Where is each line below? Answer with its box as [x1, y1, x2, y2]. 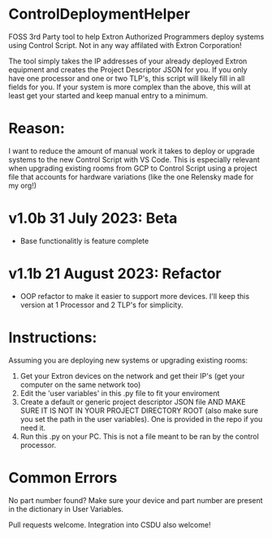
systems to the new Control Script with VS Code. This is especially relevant [8, 154, 260, 164]
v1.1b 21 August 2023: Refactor [8, 265, 222, 283]
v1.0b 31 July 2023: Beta [8, 209, 178, 228]
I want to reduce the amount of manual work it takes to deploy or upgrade [8, 145, 255, 155]
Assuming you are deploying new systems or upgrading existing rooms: [8, 355, 248, 365]
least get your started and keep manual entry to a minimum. [8, 90, 209, 100]
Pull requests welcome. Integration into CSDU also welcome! [8, 519, 211, 529]
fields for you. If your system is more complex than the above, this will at [8, 82, 251, 92]
